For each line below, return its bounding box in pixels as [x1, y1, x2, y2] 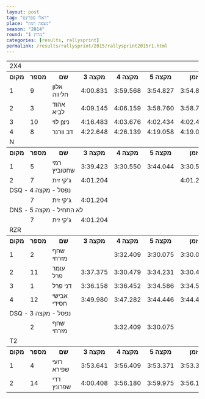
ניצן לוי [52, 117, 70, 126]
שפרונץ [52, 383, 71, 391]
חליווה [52, 90, 69, 98]
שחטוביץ [52, 166, 75, 174]
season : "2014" [6, 26, 45, 32]
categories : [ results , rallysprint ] [6, 37, 99, 43]
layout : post [6, 9, 40, 15]
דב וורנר [52, 128, 73, 136]
